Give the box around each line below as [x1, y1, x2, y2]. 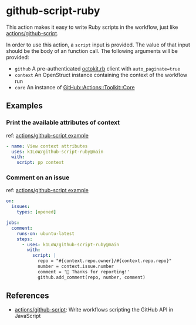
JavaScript [14, 313, 41, 320]
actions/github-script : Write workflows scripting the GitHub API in [14, 306, 174, 313]
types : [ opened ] [16, 209, 57, 215]
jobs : [6, 220, 19, 226]
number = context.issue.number [37, 263, 114, 270]
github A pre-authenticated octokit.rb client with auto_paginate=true [14, 65, 181, 72]
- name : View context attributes [6, 143, 88, 149]
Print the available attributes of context [6, 119, 120, 127]
